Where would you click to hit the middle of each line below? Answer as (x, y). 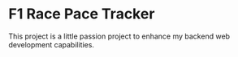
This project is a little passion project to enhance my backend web (119, 36)
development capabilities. (52, 44)
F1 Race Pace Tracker (82, 14)
